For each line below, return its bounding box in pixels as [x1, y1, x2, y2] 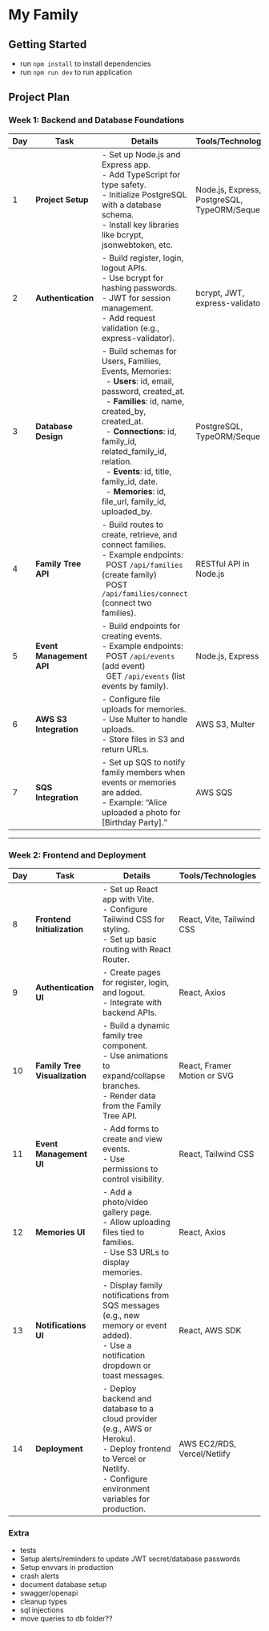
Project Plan [8, 91, 70, 104]
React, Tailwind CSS [179, 1148, 255, 1159]
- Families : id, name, [106, 396, 185, 407]
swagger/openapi [19, 1588, 78, 1598]
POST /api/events [106, 650, 175, 661]
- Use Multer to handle [101, 713, 188, 724]
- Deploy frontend [102, 1442, 171, 1454]
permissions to [102, 1163, 159, 1175]
